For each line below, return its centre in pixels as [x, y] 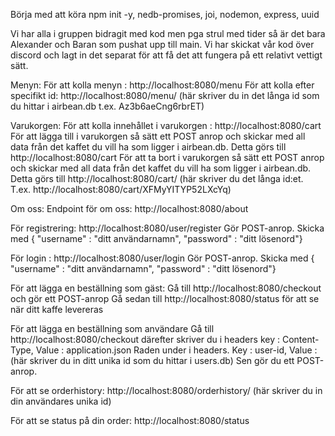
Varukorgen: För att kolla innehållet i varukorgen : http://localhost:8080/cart [166, 125]
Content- [300, 339]
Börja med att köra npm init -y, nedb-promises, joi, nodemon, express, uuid [165, 14]
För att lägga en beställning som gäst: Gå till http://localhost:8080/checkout [166, 288]
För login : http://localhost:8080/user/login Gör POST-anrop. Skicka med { [162, 258]
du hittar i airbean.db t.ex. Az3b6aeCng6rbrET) [107, 106]
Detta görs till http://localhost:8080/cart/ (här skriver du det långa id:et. [157, 178]
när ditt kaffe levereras [57, 309]
